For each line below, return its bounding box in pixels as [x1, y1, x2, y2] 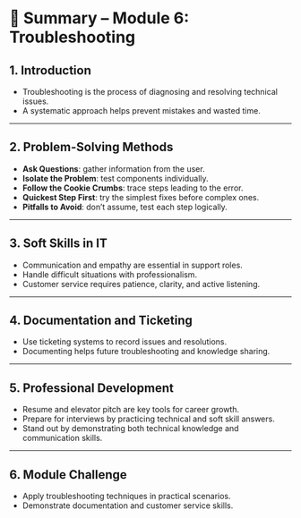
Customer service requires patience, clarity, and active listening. [21, 278, 261, 289]
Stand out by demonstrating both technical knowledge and [21, 423, 239, 434]
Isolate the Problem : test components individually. [21, 173, 209, 183]
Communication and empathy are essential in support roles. [21, 259, 244, 270]
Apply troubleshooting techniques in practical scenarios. [21, 491, 231, 502]
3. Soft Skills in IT [9, 236, 107, 251]
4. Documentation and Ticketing [9, 313, 193, 328]
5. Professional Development [9, 380, 175, 395]
